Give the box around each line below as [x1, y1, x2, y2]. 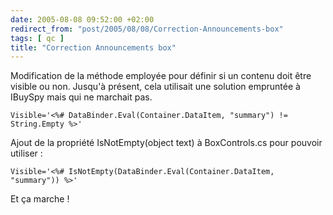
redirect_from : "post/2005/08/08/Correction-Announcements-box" [10, 24, 284, 34]
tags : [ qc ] [10, 33, 65, 43]
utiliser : [10, 147, 43, 160]
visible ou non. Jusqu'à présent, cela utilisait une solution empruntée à [10, 81, 301, 93]
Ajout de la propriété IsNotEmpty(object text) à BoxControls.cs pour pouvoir [10, 137, 323, 149]
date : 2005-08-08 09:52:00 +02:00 [10, 14, 155, 25]
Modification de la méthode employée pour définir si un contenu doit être [10, 70, 312, 82]
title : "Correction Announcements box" [10, 42, 177, 53]
